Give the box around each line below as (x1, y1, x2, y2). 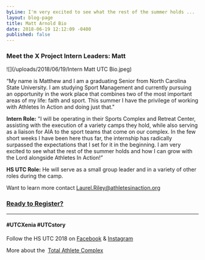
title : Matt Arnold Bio (6, 20, 67, 26)
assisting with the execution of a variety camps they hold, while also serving (6, 121, 198, 129)
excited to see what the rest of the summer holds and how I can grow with (6, 148, 193, 155)
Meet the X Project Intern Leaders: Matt (6, 52, 126, 60)
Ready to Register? (6, 200, 64, 208)
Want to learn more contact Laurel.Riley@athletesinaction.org (6, 184, 160, 192)
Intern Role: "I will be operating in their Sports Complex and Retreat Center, (6, 115, 196, 123)
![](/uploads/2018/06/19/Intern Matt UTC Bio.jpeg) (6, 65, 132, 73)
